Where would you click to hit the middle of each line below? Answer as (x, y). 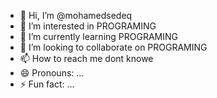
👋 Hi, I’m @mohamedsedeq (76, 15)
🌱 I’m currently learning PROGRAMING (98, 36)
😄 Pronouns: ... (52, 73)
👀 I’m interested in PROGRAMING (88, 26)
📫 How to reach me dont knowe (86, 58)
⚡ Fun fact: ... (47, 84)
